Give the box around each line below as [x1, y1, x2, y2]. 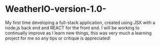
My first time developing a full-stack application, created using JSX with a [5, 20, 156, 25]
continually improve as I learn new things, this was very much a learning [5, 30, 152, 36]
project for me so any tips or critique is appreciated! [5, 35, 111, 41]
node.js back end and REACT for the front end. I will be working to [5, 24, 140, 30]
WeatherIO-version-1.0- [5, 3, 107, 15]
